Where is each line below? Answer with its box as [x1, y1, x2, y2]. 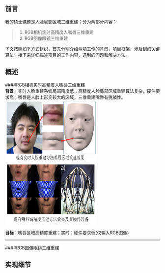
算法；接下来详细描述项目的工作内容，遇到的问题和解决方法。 [5, 52, 130, 58]
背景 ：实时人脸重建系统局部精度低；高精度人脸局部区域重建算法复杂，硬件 [5, 88, 156, 94]
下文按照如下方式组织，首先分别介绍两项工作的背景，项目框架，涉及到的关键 [5, 46, 160, 52]
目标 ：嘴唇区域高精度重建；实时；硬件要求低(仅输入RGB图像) [5, 230, 129, 236]
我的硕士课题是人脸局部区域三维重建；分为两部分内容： [5, 19, 117, 25]
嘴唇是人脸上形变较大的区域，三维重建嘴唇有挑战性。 [18, 94, 126, 100]
